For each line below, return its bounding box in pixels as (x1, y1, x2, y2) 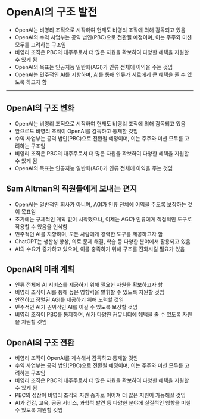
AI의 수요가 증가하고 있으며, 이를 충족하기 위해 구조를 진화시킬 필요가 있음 (14, 245, 185, 252)
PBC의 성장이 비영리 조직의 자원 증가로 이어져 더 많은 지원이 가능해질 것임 (14, 392, 186, 399)
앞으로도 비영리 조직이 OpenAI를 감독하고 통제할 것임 (14, 127, 139, 135)
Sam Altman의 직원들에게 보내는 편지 (6, 184, 137, 194)
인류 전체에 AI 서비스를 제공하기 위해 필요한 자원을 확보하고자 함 (14, 281, 163, 289)
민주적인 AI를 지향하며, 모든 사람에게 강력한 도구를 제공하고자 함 (14, 230, 163, 237)
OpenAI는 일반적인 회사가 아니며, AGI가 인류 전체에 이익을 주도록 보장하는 (14, 201, 186, 208)
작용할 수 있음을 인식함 (14, 223, 68, 230)
